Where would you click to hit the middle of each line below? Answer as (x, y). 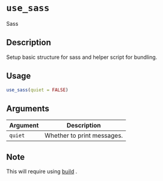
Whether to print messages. (84, 136)
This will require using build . (42, 171)
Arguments (28, 109)
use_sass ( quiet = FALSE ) (37, 90)
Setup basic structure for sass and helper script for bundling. (82, 57)
